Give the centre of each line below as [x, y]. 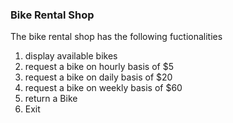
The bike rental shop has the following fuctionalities [116, 37]
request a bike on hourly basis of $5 [99, 67]
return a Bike [51, 99]
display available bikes [71, 56]
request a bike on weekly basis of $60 [103, 88]
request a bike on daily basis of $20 [98, 77]
